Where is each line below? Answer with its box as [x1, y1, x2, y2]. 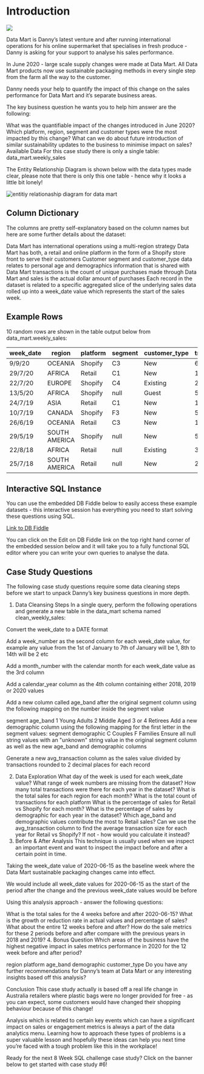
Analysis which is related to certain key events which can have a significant [6, 1017, 195, 1024]
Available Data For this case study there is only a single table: [6, 147, 160, 154]
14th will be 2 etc [6, 650, 49, 658]
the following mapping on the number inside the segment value [6, 705, 165, 712]
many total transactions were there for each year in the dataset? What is [15, 786, 195, 793]
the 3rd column [6, 669, 44, 676]
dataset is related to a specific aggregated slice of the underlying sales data [6, 281, 196, 288]
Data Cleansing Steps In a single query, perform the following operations [15, 601, 197, 608]
